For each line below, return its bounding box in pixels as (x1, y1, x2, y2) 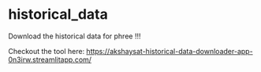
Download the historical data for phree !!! (8, 31, 141, 41)
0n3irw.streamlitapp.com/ (8, 55, 92, 64)
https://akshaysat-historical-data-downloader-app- (86, 46, 254, 56)
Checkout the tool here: (8, 46, 85, 56)
